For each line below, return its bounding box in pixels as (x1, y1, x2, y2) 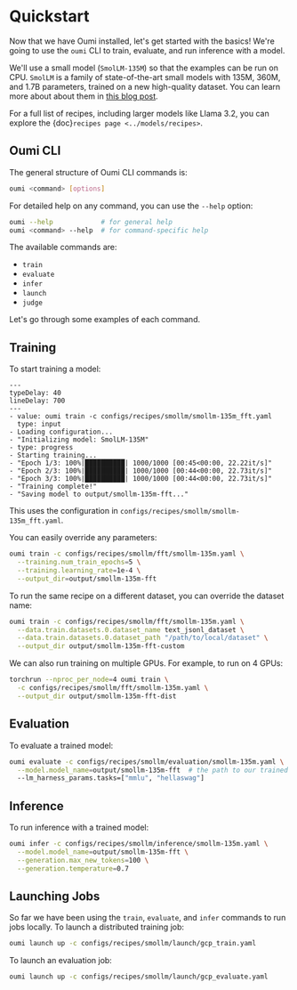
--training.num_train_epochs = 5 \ (17, 558, 141, 567)
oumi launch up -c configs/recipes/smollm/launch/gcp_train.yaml (9, 939, 256, 948)
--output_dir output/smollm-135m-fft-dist (17, 692, 177, 701)
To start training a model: (9, 363, 101, 375)
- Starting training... (9, 451, 98, 460)
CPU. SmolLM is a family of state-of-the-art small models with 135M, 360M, (9, 71, 281, 82)
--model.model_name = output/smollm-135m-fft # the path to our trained (17, 766, 289, 775)
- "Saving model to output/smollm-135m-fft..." (9, 490, 189, 499)
